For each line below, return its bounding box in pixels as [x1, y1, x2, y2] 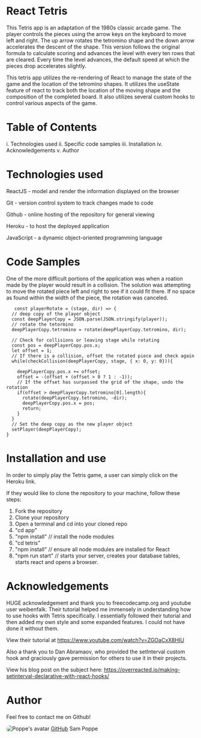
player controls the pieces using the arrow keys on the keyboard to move [6, 30, 187, 37]
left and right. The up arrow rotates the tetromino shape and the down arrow [6, 37, 195, 44]
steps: [6, 496, 22, 503]
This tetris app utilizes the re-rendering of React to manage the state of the [6, 74, 192, 81]
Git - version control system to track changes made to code [6, 199, 154, 206]
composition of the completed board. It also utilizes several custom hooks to [6, 93, 195, 100]
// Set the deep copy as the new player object [11, 421, 133, 427]
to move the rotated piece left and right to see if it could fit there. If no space [6, 287, 195, 295]
